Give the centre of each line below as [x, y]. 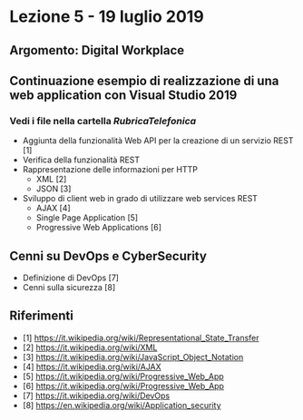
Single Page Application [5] [87, 218]
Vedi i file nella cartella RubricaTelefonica [103, 121]
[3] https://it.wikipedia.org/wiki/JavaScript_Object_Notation [133, 357]
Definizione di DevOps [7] [71, 278]
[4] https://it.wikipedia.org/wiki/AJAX [92, 366]
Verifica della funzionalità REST [81, 160]
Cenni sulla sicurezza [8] [69, 288]
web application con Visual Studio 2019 [123, 95]
